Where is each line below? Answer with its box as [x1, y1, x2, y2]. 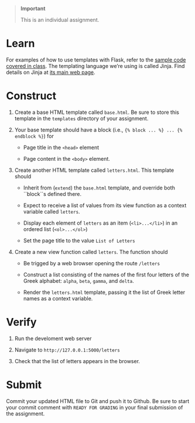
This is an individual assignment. [20, 16, 100, 23]
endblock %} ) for [14, 132, 54, 140]
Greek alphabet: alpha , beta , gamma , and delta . [23, 277, 134, 284]
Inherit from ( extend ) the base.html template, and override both [23, 184, 176, 191]
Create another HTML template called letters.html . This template [14, 167, 175, 174]
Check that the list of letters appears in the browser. [14, 357, 141, 364]
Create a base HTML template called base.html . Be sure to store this [14, 109, 180, 116]
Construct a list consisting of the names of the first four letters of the [23, 271, 189, 278]
